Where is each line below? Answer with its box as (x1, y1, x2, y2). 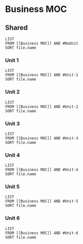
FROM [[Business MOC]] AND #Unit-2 (5, 104, 79, 109)
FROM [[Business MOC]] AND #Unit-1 (5, 72, 79, 78)
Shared (5, 23, 28, 32)
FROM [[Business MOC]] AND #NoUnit (5, 41, 79, 46)
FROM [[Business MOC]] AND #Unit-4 (5, 167, 79, 173)
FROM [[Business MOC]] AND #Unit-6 (5, 231, 79, 236)
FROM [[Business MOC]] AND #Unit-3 (5, 136, 79, 141)
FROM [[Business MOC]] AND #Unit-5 (5, 199, 79, 204)
